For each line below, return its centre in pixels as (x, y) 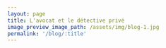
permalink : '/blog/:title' (47, 34)
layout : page (26, 14)
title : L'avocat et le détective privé (66, 20)
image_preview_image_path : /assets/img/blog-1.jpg (83, 27)
